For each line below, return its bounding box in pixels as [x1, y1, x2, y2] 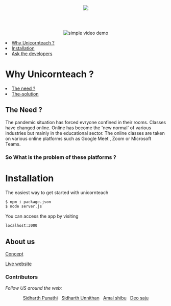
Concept [5, 251, 24, 257]
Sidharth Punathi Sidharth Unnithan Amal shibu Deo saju [22, 295, 149, 301]
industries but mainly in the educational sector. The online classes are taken [5, 130, 165, 136]
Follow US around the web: [5, 285, 62, 291]
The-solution [12, 90, 39, 97]
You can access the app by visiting [5, 213, 79, 219]
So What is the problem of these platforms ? [5, 153, 116, 160]
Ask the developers [12, 51, 53, 57]
